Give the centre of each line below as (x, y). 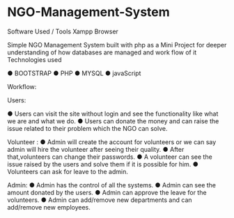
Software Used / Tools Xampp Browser (63, 31)
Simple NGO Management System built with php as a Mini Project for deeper (117, 45)
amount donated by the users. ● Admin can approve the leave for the (107, 192)
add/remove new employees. (49, 207)
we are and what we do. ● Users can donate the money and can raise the (113, 121)
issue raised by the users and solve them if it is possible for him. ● (103, 164)
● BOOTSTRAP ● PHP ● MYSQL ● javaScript (74, 73)
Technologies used (34, 59)
